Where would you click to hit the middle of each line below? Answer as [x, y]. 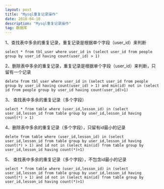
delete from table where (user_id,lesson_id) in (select [65, 137]
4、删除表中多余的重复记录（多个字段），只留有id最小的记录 [66, 127]
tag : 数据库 [16, 28]
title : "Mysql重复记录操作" [31, 14]
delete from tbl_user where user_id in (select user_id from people [77, 82]
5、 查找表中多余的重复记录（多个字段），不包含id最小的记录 [66, 159]
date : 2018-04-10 [23, 19]
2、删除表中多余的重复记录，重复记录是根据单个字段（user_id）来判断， [78, 66]
